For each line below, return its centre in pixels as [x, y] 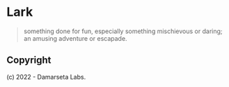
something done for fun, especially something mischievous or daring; [123, 31]
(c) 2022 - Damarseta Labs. [46, 77]
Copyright [29, 60]
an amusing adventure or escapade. [75, 38]
